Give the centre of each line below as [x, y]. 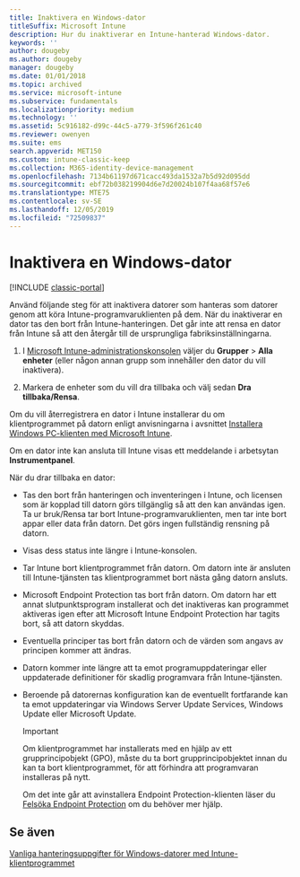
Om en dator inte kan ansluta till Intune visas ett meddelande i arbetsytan [144, 451]
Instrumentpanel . [42, 460]
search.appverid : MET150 [56, 151]
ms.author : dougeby [46, 59]
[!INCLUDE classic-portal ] [57, 287]
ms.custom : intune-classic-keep [69, 159]
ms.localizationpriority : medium [72, 110]
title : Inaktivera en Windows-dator [77, 18]
